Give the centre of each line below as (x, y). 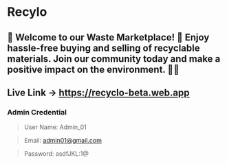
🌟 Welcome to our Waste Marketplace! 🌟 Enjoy (108, 37)
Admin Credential (37, 112)
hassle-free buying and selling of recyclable (104, 48)
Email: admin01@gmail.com (63, 141)
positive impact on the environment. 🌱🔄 (94, 69)
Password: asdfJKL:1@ (56, 154)
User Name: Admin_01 (55, 127)
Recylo (27, 12)
